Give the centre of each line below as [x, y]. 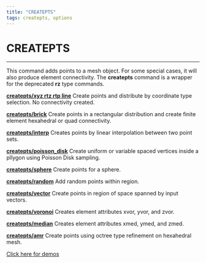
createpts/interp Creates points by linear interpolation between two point [99, 133]
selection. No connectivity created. [51, 103]
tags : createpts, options [39, 18]
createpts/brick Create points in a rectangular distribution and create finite [101, 114]
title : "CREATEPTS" [31, 12]
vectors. [17, 200]
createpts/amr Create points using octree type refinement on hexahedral [99, 236]
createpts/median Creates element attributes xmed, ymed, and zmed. [95, 224]
